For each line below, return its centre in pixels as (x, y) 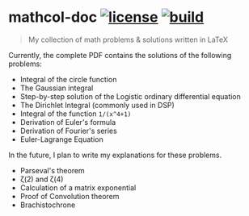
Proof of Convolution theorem (70, 196)
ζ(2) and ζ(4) (42, 179)
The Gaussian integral (57, 88)
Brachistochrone (48, 205)
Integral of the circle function (68, 79)
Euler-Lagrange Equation (61, 139)
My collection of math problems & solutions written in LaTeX (128, 39)
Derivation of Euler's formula (68, 122)
